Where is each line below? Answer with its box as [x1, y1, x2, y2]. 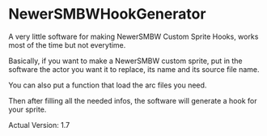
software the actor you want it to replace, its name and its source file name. [8, 64, 261, 74]
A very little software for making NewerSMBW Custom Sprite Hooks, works [8, 32, 259, 41]
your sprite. [8, 104, 47, 114]
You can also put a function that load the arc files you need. [8, 80, 207, 90]
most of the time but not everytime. [8, 40, 126, 49]
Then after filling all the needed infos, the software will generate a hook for [8, 96, 257, 105]
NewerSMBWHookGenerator [8, 5, 206, 23]
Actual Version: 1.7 [8, 120, 70, 130]
